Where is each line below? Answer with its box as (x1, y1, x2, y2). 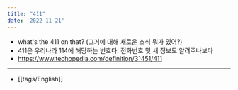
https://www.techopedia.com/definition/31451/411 (17, 54, 163, 62)
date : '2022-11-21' (7, 17, 65, 24)
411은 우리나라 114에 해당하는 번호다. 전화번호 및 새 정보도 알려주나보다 (17, 46, 214, 55)
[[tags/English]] (17, 74, 64, 83)
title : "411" (7, 10, 46, 18)
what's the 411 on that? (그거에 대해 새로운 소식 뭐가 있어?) (17, 37, 183, 46)
